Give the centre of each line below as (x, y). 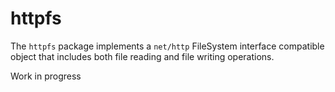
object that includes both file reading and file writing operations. (142, 56)
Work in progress (46, 76)
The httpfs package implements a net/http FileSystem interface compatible (167, 46)
